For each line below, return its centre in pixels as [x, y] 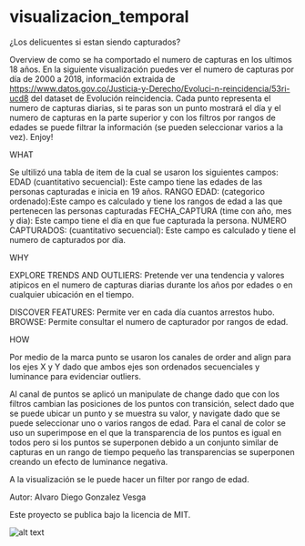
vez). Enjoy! [31, 136]
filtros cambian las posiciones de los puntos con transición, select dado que [152, 403]
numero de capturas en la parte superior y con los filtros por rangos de [142, 117]
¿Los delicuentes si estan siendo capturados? [95, 42]
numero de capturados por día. [67, 239]
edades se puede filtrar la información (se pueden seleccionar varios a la [147, 127]
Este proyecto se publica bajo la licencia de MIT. [100, 514]
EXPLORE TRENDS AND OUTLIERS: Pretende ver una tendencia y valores [147, 275]
